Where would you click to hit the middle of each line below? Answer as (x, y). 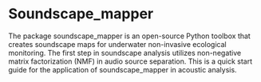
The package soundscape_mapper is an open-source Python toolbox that (130, 36)
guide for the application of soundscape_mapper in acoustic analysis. (123, 69)
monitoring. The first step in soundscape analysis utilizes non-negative (125, 53)
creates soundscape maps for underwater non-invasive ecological (117, 44)
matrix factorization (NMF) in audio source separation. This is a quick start (130, 61)
